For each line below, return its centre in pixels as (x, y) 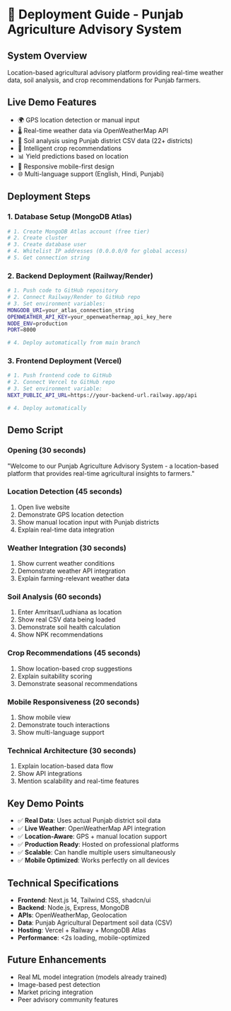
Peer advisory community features (68, 999)
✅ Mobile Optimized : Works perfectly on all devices (93, 860)
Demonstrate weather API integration (71, 571)
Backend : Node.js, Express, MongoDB (73, 907)
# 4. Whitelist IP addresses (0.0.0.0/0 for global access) (98, 251)
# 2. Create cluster (38, 238)
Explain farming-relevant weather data (73, 578)
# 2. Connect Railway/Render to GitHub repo (74, 297)
